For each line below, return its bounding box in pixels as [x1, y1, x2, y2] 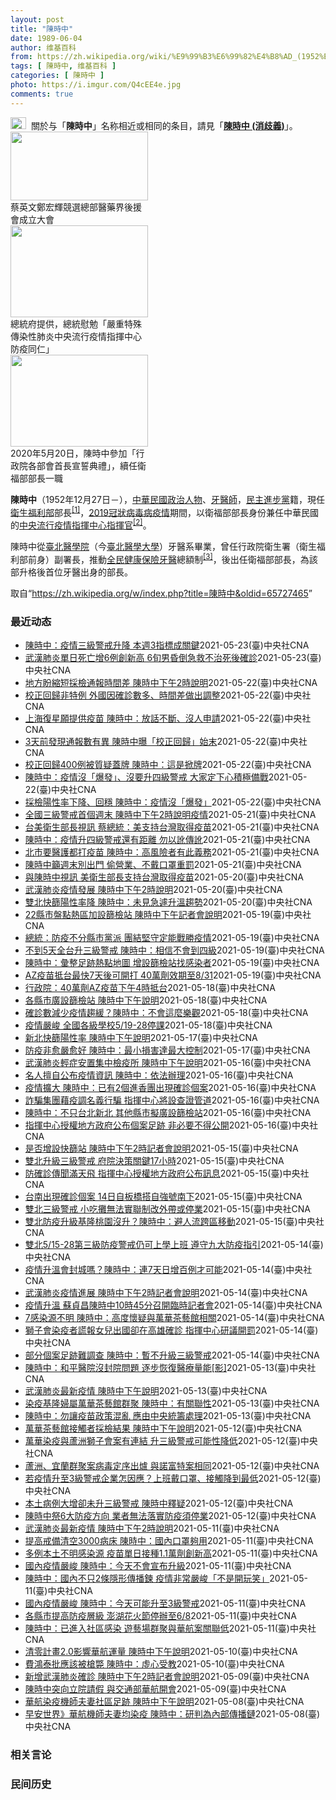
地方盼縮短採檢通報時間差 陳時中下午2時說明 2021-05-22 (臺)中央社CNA [24, 676, 318, 688]
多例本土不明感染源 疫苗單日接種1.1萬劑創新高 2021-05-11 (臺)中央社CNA [24, 1547, 318, 1559]
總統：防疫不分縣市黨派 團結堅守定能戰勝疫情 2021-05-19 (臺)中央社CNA [24, 931, 320, 943]
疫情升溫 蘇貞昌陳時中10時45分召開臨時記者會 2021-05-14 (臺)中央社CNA [24, 1299, 323, 1311]
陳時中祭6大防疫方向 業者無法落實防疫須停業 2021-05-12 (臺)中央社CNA [24, 1509, 317, 1521]
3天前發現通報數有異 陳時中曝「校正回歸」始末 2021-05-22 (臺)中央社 [24, 735, 308, 747]
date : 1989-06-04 [10, 33, 83, 43]
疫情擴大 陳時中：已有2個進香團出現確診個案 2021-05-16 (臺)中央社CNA [24, 1081, 317, 1093]
